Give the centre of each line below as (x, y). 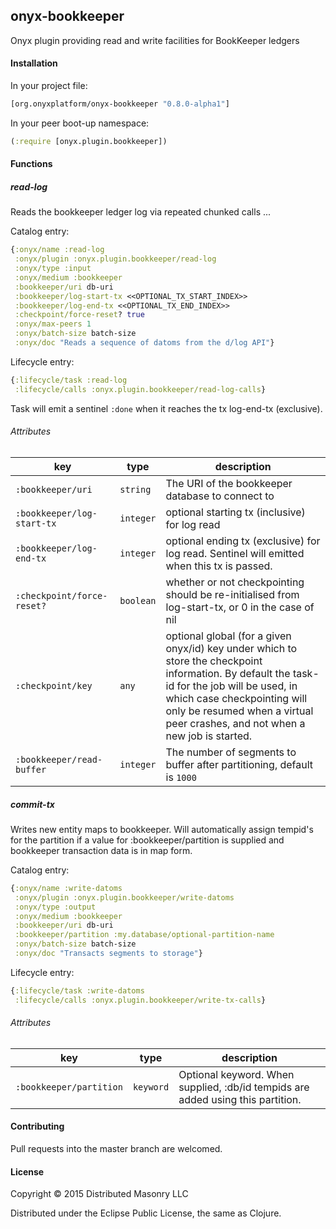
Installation (34, 63)
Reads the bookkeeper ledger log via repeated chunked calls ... (141, 212)
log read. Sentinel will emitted (235, 553)
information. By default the (228, 673)
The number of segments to (231, 752)
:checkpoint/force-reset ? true (79, 315)
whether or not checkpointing (235, 582)
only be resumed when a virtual (239, 711)
